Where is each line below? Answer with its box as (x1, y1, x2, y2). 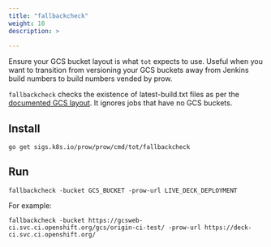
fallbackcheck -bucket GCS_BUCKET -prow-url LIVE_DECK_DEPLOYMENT (8, 186, 238, 194)
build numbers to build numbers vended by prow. (8, 74, 173, 83)
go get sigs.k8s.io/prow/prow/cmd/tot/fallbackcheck (8, 143, 191, 151)
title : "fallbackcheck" (8, 11, 89, 20)
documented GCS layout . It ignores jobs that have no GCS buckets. (8, 98, 233, 108)
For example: (8, 200, 53, 211)
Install (8, 121, 41, 135)
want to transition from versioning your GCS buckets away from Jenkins (8, 66, 249, 75)
